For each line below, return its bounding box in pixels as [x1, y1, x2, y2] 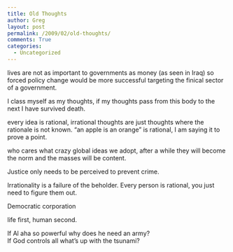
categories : [7, 43, 42, 50]
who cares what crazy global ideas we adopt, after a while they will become [7, 146, 226, 155]
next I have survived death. [7, 104, 86, 113]
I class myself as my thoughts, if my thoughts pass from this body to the [7, 97, 216, 105]
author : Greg [7, 17, 45, 24]
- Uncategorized [13, 50, 61, 57]
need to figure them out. [7, 188, 77, 197]
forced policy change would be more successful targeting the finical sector [7, 76, 224, 84]
